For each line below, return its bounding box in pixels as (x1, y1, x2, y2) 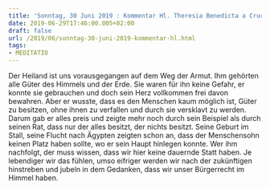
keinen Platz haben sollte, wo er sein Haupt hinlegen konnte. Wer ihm (8, 139, 238, 148)
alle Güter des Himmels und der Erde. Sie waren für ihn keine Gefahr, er (8, 79, 245, 89)
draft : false (8, 26, 52, 34)
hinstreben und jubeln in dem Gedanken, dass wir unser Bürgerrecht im (8, 165, 245, 174)
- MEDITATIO (8, 49, 48, 57)
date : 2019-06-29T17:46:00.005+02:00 (8, 19, 135, 27)
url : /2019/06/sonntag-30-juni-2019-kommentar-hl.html (8, 34, 196, 42)
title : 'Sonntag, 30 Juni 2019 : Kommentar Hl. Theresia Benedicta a (8, 11, 247, 20)
